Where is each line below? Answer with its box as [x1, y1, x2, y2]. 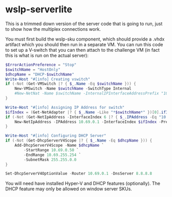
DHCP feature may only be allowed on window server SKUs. [5, 186, 132, 192]
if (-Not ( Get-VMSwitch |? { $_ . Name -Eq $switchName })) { [5, 81, 137, 87]
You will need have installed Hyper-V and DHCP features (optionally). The [5, 181, 160, 187]
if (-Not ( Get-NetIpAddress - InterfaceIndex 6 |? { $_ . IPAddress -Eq [5, 114, 157, 120]
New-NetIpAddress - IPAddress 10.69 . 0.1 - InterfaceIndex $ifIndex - [14, 119, 161, 124]
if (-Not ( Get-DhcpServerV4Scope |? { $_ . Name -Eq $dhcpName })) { [5, 138, 153, 143]
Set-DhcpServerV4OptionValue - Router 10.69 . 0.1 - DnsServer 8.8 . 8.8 [5, 171, 153, 176]
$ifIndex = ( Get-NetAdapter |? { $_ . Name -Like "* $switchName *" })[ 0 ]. [5, 109, 162, 115]
